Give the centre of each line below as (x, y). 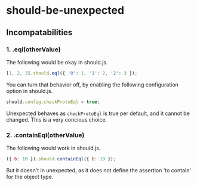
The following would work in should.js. (53, 148)
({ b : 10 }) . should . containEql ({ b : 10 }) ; (61, 159)
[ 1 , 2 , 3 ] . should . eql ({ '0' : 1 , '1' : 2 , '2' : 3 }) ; (72, 73)
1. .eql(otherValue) (33, 49)
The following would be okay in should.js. (57, 62)
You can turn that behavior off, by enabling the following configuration (93, 85)
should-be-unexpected (65, 10)
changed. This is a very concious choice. (57, 119)
